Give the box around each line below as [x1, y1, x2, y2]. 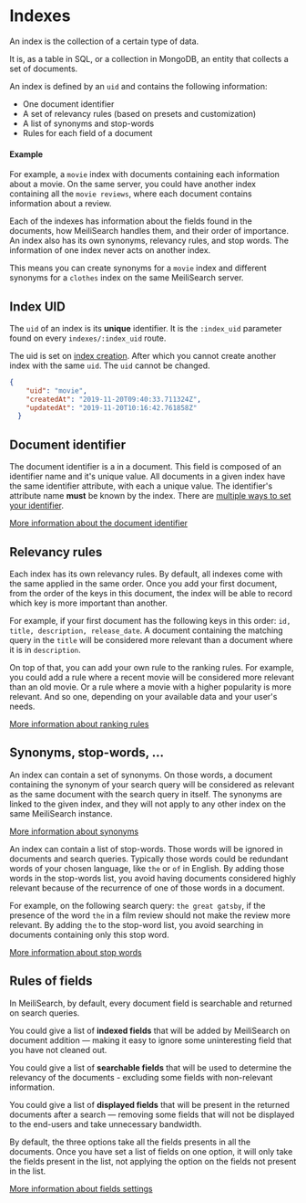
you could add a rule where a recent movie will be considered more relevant [9, 671, 295, 682]
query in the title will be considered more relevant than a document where [9, 634, 293, 645]
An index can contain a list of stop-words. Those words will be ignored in [9, 843, 284, 854]
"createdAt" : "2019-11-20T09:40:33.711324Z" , [25, 395, 202, 404]
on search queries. [9, 1007, 80, 1018]
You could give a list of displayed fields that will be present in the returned [9, 1099, 290, 1110]
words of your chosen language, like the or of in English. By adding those [9, 862, 285, 873]
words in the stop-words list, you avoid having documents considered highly [9, 872, 296, 883]
